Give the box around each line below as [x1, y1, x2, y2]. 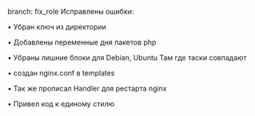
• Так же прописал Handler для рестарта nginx [7, 83, 167, 93]
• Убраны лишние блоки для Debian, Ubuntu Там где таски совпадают [7, 53, 247, 62]
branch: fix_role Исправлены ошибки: [7, 7, 134, 16]
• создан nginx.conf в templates [7, 68, 115, 78]
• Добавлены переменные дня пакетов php [7, 37, 157, 47]
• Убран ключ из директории [7, 22, 107, 31]
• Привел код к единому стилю [7, 99, 115, 108]
